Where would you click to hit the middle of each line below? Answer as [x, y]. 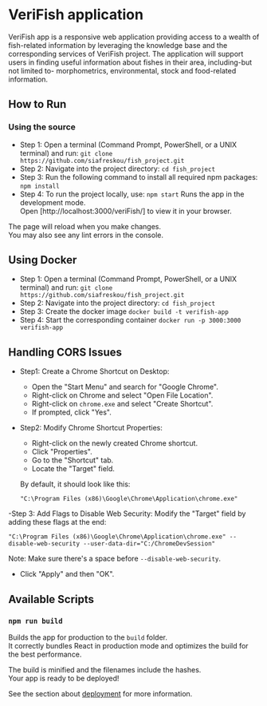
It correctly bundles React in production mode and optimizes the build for [128, 645]
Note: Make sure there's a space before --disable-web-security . [115, 559]
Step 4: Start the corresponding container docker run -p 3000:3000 [130, 320]
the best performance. [45, 654]
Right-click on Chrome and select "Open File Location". [122, 395]
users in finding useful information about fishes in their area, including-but [130, 62]
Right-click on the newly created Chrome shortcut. [114, 443]
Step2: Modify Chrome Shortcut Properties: [91, 428]
